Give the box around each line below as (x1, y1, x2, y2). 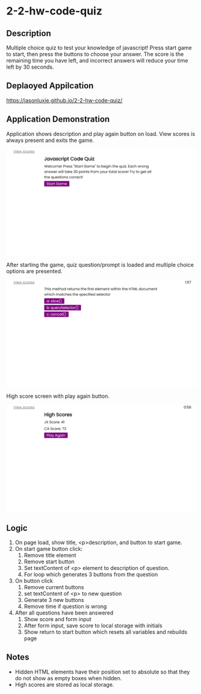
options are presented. (6, 268, 63, 275)
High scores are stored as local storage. (14, 681, 114, 688)
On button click (14, 577, 53, 584)
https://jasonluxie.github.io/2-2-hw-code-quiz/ (6, 96, 123, 104)
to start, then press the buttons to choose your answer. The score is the (6, 51, 184, 58)
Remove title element (23, 551, 76, 559)
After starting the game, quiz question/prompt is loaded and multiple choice (6, 261, 194, 268)
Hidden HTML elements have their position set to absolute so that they (14, 668, 190, 675)
